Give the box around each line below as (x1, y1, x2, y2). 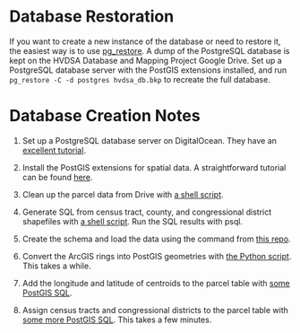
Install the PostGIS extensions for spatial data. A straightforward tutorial (21, 162, 287, 172)
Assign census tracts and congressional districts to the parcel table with (21, 304, 289, 315)
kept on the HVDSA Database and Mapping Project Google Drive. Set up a (9, 55, 282, 66)
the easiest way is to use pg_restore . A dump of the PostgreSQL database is (9, 45, 290, 56)
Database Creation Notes (9, 106, 201, 127)
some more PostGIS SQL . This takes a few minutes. (21, 314, 212, 325)
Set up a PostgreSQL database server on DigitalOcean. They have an (21, 135, 278, 145)
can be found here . (21, 171, 93, 182)
